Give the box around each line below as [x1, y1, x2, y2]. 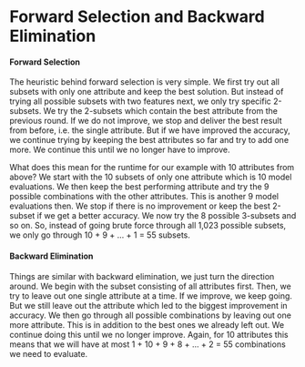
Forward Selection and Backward [9, 6, 266, 27]
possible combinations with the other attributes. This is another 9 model [9, 191, 280, 202]
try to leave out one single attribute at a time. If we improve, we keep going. [9, 290, 293, 301]
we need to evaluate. [9, 348, 88, 359]
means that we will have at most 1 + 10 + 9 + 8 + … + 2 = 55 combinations [9, 339, 287, 350]
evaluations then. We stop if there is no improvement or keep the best [9, 200, 271, 211]
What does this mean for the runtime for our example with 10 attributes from [9, 162, 295, 173]
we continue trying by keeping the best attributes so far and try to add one [9, 135, 290, 146]
